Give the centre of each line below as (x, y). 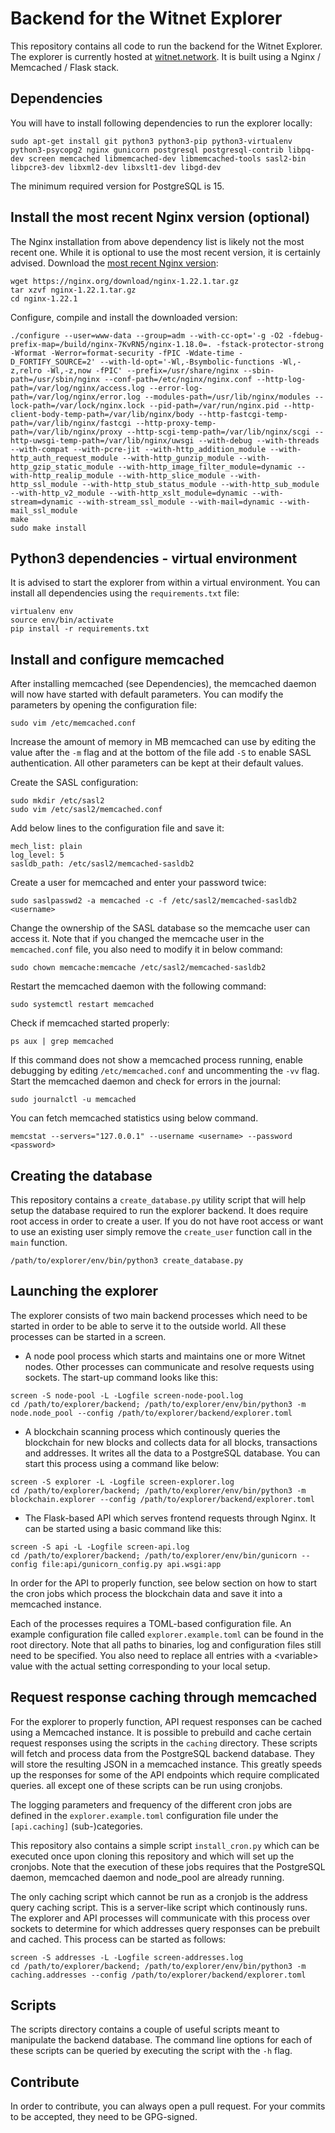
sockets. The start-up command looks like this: (121, 1377)
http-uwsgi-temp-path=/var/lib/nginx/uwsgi (102, 440)
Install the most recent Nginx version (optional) (160, 217)
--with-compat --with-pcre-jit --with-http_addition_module (138, 449)
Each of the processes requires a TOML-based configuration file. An (151, 1623)
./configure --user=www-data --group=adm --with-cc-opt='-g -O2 (147, 335)
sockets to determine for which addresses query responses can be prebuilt (165, 1928)
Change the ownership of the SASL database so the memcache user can (160, 928)
